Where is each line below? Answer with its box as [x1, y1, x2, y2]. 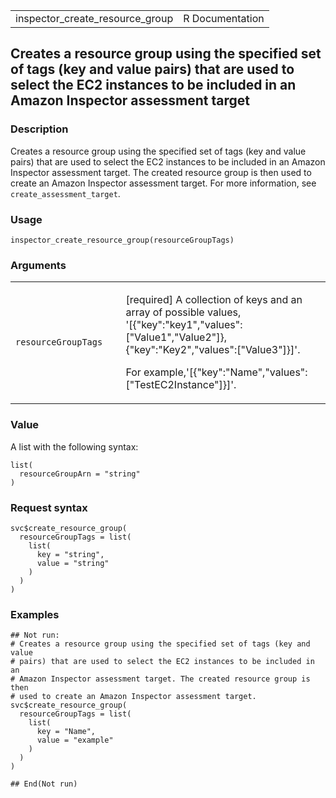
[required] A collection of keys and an [125, 293, 303, 307]
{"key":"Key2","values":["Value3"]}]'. [125, 343, 301, 357]
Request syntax [10, 500, 88, 514]
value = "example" [36, 735, 114, 746]
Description [10, 122, 69, 136]
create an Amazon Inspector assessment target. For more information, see [10, 177, 317, 189]
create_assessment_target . [10, 187, 121, 199]
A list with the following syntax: [10, 440, 139, 453]
